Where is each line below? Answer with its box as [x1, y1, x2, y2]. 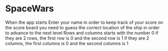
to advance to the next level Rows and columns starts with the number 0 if [5, 30, 159, 36]
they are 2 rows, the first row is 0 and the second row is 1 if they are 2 [5, 35, 149, 41]
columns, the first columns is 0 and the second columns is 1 [5, 40, 129, 46]
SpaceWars [5, 3, 54, 14]
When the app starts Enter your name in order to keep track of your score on [5, 19, 163, 25]
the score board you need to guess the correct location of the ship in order [5, 24, 160, 30]
